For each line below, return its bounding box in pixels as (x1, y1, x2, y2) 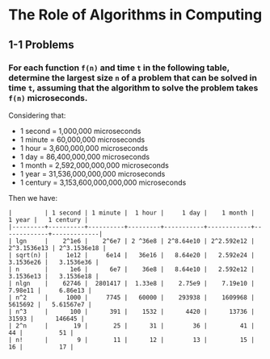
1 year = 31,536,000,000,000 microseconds (19, 169, 166, 178)
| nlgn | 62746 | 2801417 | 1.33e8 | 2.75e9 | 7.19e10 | (8, 279, 255, 287)
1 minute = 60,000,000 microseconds (19, 135, 146, 144)
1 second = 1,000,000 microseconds (19, 126, 141, 136)
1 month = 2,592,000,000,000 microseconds (19, 160, 170, 170)
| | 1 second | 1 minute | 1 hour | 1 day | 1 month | (8, 208, 255, 217)
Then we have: (8, 193, 58, 202)
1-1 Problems (8, 38, 74, 52)
